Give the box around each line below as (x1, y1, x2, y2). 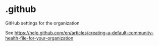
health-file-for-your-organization (5, 35, 74, 41)
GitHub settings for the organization (5, 20, 80, 26)
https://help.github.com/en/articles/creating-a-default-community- (14, 29, 154, 35)
